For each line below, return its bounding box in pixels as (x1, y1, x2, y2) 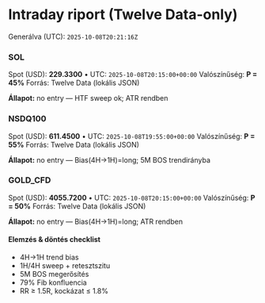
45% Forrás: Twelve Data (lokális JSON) (8, 78, 140, 88)
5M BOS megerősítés (19, 270, 89, 279)
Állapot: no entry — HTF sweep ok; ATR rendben (8, 94, 168, 103)
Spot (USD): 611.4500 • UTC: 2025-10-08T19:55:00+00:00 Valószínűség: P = (8, 131, 256, 140)
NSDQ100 (8, 113, 47, 125)
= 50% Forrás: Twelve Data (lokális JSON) (8, 201, 146, 211)
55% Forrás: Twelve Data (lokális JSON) (8, 140, 140, 149)
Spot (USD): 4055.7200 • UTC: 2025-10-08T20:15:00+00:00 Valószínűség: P (8, 193, 256, 202)
